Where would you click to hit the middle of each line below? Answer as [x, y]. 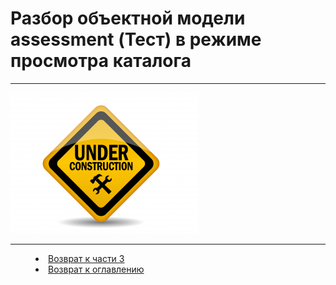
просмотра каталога [101, 61]
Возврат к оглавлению [96, 269]
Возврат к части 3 [86, 258]
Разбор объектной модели [128, 18]
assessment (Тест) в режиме [136, 39]
